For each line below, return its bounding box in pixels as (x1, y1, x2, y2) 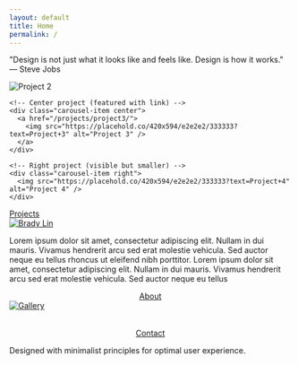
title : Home (9, 22, 54, 30)
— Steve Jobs (9, 64, 61, 74)
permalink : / (9, 30, 58, 39)
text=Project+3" (9, 130, 70, 139)
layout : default (9, 13, 70, 22)
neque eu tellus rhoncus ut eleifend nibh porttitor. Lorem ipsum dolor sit (9, 255, 274, 265)
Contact (135, 328, 166, 339)
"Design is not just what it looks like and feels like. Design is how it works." (9, 55, 284, 65)
